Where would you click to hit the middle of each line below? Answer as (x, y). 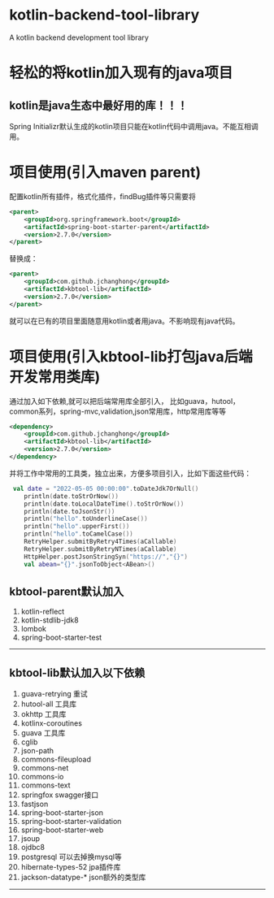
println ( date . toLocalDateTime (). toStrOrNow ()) (104, 504)
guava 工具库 (43, 733)
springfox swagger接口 (60, 795)
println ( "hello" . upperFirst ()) (77, 527)
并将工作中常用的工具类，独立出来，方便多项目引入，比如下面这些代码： (130, 473)
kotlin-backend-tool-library (104, 15)
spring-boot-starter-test (61, 638)
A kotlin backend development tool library (79, 37)
